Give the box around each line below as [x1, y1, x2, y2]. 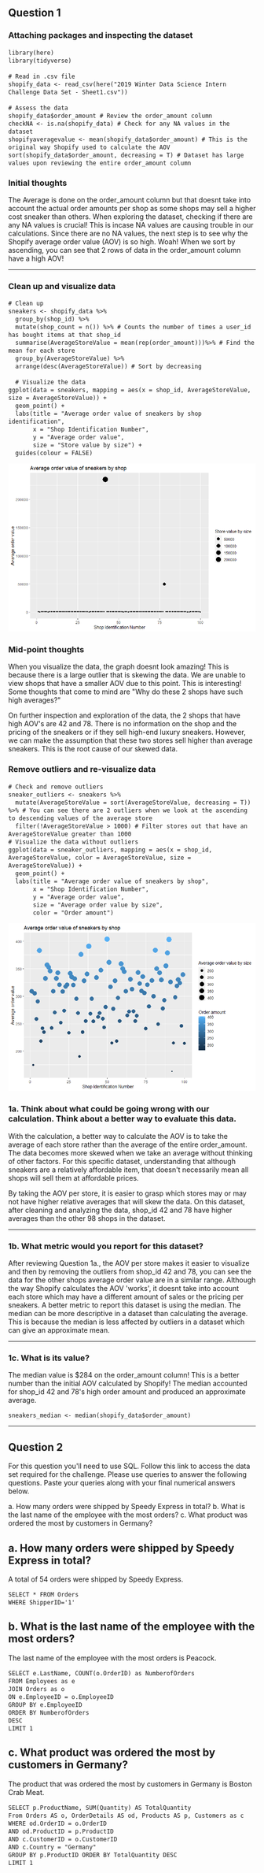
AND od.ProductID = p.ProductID [8, 1827, 114, 1835]
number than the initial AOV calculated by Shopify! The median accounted [8, 1378, 247, 1389]
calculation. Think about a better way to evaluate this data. [8, 1114, 237, 1125]
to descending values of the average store [8, 814, 153, 822]
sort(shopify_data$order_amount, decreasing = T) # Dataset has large [8, 151, 244, 159]
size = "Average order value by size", [32, 901, 163, 909]
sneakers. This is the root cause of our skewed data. [8, 744, 178, 754]
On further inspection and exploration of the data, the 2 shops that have [8, 710, 241, 720]
